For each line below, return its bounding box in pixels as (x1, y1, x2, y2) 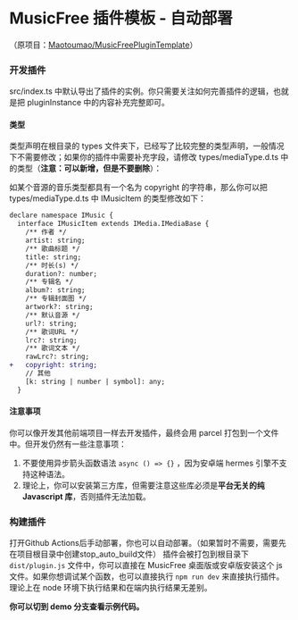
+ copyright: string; (9, 361, 98, 370)
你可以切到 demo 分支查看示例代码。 (9, 601, 145, 612)
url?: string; (25, 319, 78, 328)
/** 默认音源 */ (25, 310, 80, 320)
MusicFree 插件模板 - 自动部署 (9, 8, 234, 29)
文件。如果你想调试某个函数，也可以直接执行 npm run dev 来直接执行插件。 (9, 571, 285, 582)
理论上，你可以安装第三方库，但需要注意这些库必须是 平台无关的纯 (21, 480, 265, 490)
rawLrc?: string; (25, 352, 90, 362)
